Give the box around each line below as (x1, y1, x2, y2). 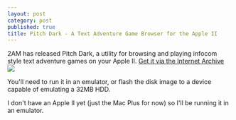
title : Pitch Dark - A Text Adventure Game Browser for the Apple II (7, 30, 218, 37)
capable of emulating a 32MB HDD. (7, 85, 111, 94)
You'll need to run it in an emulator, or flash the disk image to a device (7, 78, 212, 86)
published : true (7, 23, 55, 30)
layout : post (7, 10, 46, 18)
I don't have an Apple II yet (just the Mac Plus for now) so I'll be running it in (7, 99, 229, 107)
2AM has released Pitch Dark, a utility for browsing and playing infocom (7, 49, 218, 58)
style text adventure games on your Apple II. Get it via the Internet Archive (7, 57, 225, 66)
